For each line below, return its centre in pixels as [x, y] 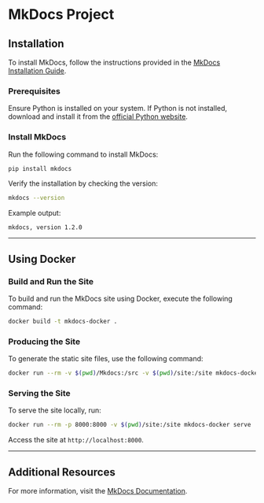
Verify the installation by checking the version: [83, 183]
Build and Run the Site [51, 281]
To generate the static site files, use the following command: [106, 359]
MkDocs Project [61, 15]
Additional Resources [62, 472]
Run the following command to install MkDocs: [83, 154]
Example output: [35, 213]
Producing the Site [44, 342]
